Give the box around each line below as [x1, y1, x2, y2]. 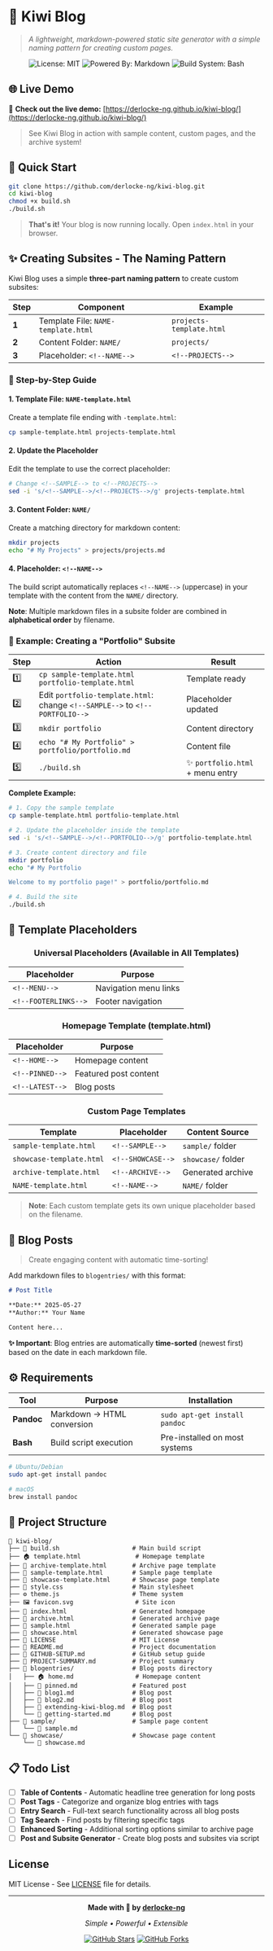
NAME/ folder [182, 1180, 229, 1191]
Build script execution [50, 1437, 133, 1449]
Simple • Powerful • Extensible [84, 1918, 188, 1928]
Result [210, 656, 236, 668]
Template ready [186, 673, 246, 685]
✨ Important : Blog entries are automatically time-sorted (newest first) [8, 1338, 244, 1348]
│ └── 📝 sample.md [8, 1724, 79, 1733]
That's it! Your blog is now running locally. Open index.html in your [28, 220, 254, 230]
